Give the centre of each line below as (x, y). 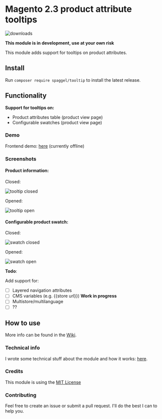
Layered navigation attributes (42, 290)
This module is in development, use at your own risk (60, 43)
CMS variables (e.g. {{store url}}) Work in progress (64, 296)
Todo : (11, 271)
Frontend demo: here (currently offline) (45, 146)
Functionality (26, 96)
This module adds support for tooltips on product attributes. (66, 52)
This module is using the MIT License (43, 382)
